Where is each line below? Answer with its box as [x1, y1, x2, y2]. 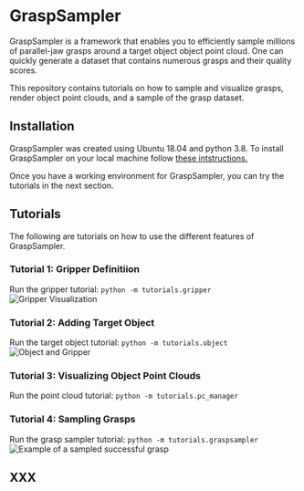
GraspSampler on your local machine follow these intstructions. [9, 152, 248, 163]
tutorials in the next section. [9, 180, 114, 191]
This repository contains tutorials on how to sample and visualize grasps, [9, 82, 285, 93]
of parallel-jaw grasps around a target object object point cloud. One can [9, 45, 284, 56]
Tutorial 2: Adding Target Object [9, 316, 155, 329]
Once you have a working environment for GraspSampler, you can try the [9, 170, 285, 181]
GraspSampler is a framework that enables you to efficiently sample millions [9, 36, 296, 47]
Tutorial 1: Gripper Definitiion [9, 263, 140, 276]
